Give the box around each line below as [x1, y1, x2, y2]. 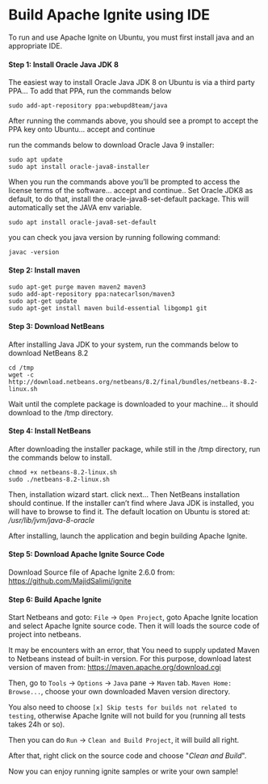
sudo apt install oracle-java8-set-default [8, 218, 157, 227]
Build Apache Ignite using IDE [8, 6, 211, 24]
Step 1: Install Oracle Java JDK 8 [8, 59, 119, 70]
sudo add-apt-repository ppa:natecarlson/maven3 [8, 290, 175, 298]
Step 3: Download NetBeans [8, 321, 105, 331]
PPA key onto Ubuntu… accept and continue [8, 124, 156, 134]
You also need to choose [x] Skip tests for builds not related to [8, 702, 237, 712]
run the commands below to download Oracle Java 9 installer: [8, 140, 215, 150]
